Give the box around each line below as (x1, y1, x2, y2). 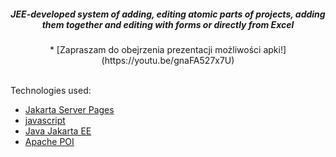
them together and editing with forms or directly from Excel (41, 18, 295, 30)
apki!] (263, 43, 287, 55)
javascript (24, 114, 66, 126)
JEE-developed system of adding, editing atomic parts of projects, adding (10, 8, 326, 20)
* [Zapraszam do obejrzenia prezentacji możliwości (49, 43, 262, 55)
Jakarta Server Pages (24, 103, 115, 115)
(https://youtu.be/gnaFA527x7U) (101, 54, 235, 66)
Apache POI (24, 135, 75, 147)
